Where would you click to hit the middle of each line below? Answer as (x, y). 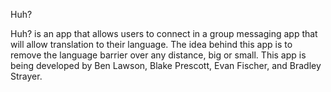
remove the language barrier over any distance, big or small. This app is (158, 55)
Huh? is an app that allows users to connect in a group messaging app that (164, 33)
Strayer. (26, 76)
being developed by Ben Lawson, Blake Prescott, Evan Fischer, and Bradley (166, 65)
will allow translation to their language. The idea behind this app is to (151, 44)
